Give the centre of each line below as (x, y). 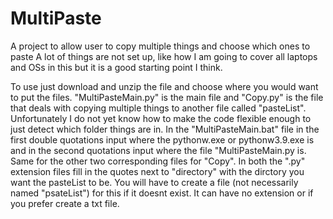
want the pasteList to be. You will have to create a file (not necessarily (154, 182)
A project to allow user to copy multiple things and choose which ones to (160, 46)
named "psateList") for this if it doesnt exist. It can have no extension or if (162, 193)
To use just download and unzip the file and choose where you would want (164, 86)
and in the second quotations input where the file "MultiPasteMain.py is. (158, 150)
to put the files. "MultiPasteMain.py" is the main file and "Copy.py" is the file (167, 97)
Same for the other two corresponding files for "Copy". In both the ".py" (158, 161)
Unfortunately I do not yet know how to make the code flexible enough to (161, 118)
